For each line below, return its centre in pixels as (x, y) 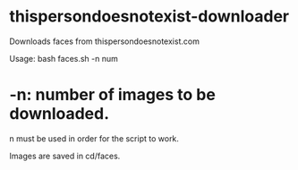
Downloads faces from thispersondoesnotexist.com (104, 41)
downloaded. (60, 114)
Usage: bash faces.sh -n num (64, 58)
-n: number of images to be (113, 95)
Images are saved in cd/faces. (65, 156)
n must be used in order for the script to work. (94, 138)
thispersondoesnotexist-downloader (149, 17)
